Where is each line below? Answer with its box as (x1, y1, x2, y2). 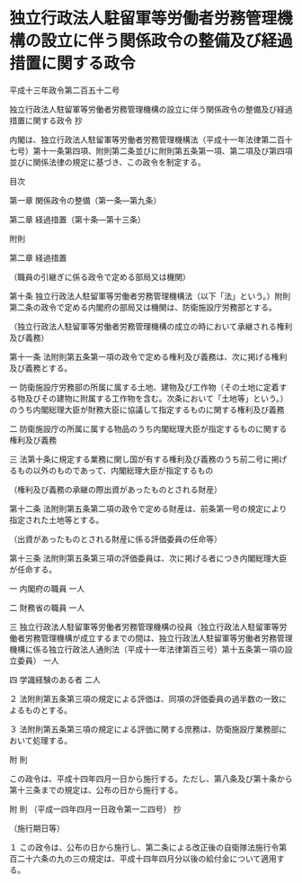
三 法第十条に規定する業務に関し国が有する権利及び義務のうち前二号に (9, 454, 271, 464)
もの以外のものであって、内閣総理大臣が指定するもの (16, 464, 214, 475)
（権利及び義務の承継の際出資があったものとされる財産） (9, 483, 222, 495)
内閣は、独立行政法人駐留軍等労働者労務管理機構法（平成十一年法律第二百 (9, 134, 285, 145)
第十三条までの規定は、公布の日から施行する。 (9, 784, 182, 795)
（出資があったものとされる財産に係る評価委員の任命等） (9, 533, 222, 545)
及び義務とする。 (9, 362, 73, 374)
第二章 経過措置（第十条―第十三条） (9, 213, 146, 225)
